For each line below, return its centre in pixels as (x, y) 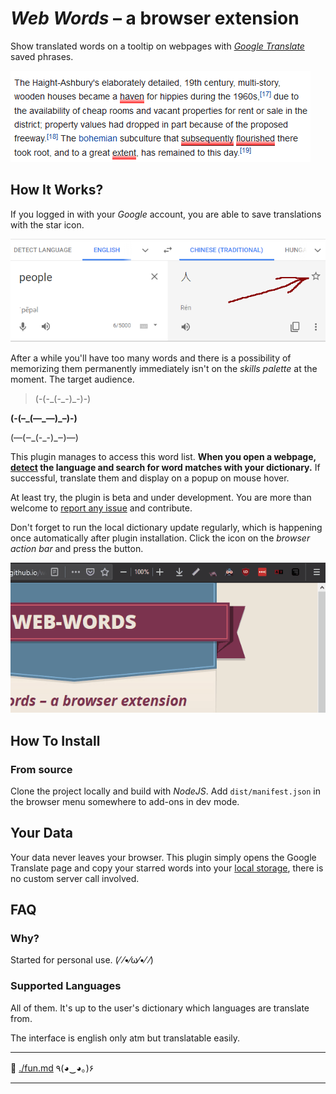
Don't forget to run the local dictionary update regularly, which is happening (166, 527)
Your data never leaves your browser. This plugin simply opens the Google (163, 857)
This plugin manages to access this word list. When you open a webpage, (163, 456)
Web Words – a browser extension (155, 18)
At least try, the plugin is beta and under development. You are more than (161, 497)
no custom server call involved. (75, 878)
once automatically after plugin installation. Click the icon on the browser (160, 538)
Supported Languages (66, 986)
